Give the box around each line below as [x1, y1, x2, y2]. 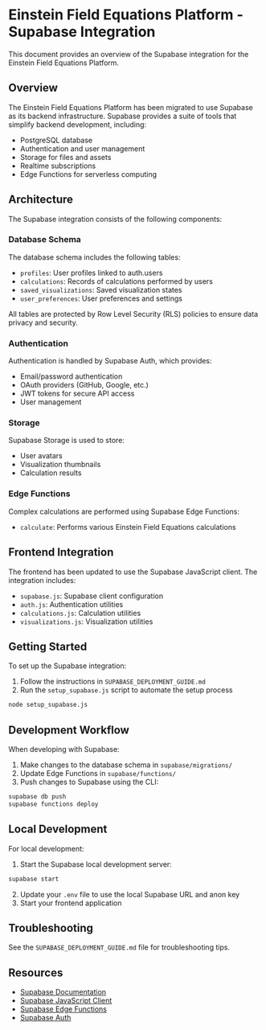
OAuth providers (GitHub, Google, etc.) [19, 380, 149, 390]
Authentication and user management [19, 143, 145, 154]
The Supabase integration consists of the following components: [8, 214, 223, 224]
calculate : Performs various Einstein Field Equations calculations [19, 522, 236, 531]
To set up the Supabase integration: [8, 661, 127, 671]
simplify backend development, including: [8, 119, 147, 129]
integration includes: [8, 575, 76, 585]
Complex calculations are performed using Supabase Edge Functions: [8, 507, 239, 516]
